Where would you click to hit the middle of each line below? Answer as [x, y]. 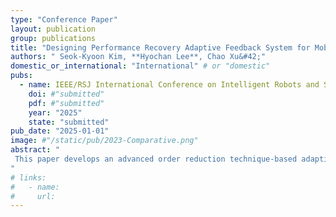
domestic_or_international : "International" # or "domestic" [140, 66]
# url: [33, 196]
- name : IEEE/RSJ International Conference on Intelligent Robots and [169, 85]
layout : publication [53, 29]
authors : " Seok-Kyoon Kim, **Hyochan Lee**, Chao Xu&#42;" [138, 57]
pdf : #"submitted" [66, 103]
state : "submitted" [69, 122]
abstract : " [35, 150]
